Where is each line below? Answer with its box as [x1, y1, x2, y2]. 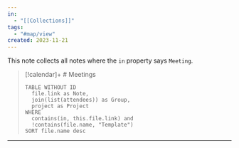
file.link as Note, [31, 90, 89, 97]
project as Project [31, 102, 89, 110]
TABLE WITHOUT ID [24, 84, 77, 91]
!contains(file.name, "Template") [31, 122, 134, 129]
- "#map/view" [14, 30, 55, 38]
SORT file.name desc [24, 127, 86, 135]
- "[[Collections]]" [14, 17, 75, 24]
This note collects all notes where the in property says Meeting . [7, 56, 193, 65]
